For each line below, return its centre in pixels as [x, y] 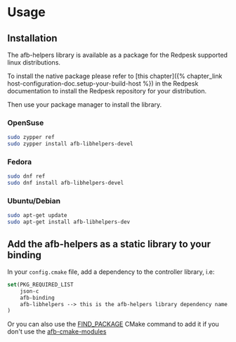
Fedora [20, 162]
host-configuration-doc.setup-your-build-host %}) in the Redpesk [103, 84]
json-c [29, 291]
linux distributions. [34, 63]
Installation [32, 38]
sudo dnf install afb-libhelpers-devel [66, 183]
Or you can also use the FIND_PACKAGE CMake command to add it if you [113, 324]
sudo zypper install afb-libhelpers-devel [70, 144]
